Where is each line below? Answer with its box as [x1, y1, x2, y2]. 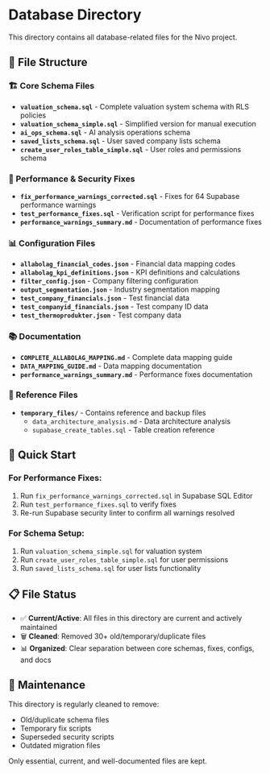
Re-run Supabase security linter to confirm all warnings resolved [19, 507, 235, 517]
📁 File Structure [8, 56, 88, 69]
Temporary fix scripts [19, 723, 92, 734]
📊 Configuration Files [8, 238, 96, 249]
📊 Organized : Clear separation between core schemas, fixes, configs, [19, 643, 255, 653]
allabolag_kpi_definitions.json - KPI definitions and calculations [19, 267, 240, 277]
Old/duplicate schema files [19, 715, 110, 725]
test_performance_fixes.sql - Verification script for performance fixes [19, 208, 255, 218]
